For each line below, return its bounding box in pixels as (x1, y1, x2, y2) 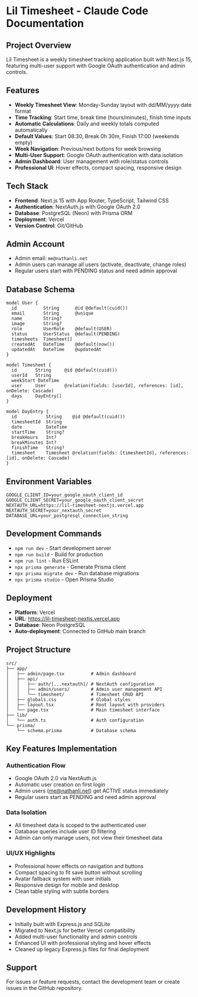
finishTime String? (11, 445, 65, 451)
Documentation (6, 17, 85, 30)
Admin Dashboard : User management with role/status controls (14, 158, 168, 165)
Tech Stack (6, 181, 48, 191)
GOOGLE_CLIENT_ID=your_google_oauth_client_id (6, 492, 123, 498)
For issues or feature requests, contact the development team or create (6, 978, 180, 985)
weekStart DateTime (11, 378, 60, 384)
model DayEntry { (6, 409, 49, 415)
